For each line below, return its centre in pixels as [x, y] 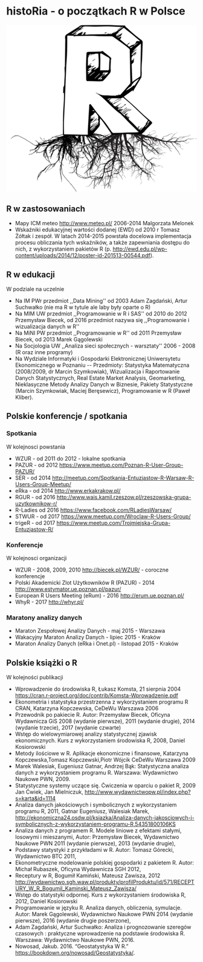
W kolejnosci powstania [36, 447]
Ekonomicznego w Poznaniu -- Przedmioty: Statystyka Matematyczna [102, 365]
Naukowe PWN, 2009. [43, 779]
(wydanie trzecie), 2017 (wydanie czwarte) [68, 728]
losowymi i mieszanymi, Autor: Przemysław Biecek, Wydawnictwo [97, 837]
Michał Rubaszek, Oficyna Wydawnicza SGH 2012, [78, 869]
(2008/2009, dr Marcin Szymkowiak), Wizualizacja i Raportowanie [97, 372]
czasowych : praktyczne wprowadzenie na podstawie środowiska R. [100, 934]
